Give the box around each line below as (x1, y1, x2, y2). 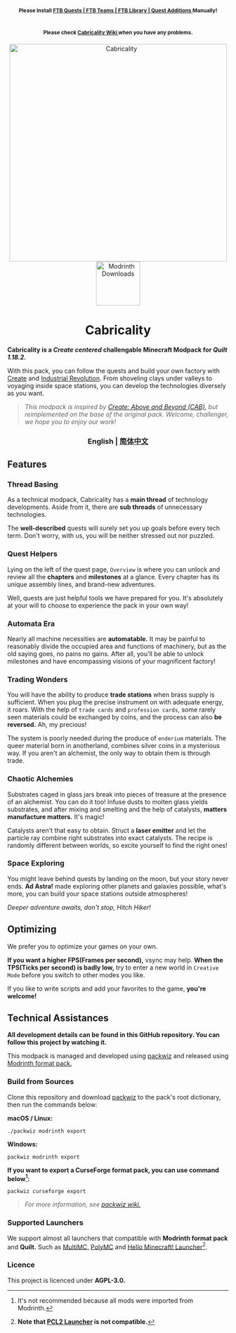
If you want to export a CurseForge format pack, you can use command (7, 1166, 219, 1174)
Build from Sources (7, 1077, 74, 1087)
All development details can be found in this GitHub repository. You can (7, 1031, 220, 1039)
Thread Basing (7, 479, 58, 489)
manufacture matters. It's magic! (7, 812, 105, 820)
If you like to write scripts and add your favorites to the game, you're (7, 984, 206, 993)
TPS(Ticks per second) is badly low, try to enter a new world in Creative (7, 963, 219, 972)
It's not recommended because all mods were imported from (17, 1296, 194, 1305)
